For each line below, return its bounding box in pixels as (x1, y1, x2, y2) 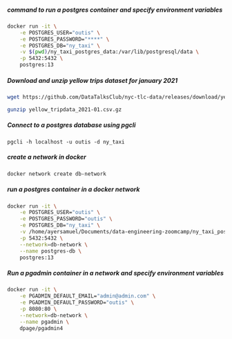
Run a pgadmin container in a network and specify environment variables (7, 269, 224, 278)
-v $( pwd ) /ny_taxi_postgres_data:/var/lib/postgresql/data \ (19, 48, 199, 55)
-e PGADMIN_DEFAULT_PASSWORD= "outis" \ (19, 299, 135, 307)
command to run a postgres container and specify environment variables (7, 6, 223, 14)
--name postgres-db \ (19, 247, 81, 255)
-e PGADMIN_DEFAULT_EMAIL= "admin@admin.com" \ (19, 293, 156, 300)
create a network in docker (7, 153, 86, 162)
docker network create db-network (7, 170, 107, 177)
